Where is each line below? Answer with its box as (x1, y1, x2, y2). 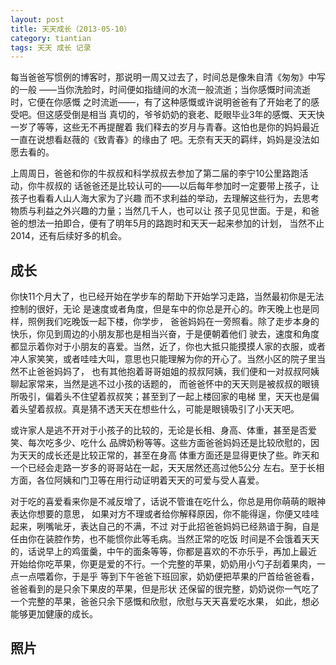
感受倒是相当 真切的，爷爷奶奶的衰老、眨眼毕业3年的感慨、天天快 (53, 109, 325, 121)
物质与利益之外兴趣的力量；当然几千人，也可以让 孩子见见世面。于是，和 (10, 205, 311, 217)
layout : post (10, 14, 65, 25)
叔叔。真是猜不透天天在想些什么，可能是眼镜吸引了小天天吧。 (44, 403, 300, 415)
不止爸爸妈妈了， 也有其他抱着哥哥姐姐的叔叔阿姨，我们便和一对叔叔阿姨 (18, 366, 320, 378)
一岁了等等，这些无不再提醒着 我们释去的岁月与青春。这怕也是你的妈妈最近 (10, 121, 320, 133)
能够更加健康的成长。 (10, 608, 98, 620)
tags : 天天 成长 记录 (10, 42, 92, 53)
